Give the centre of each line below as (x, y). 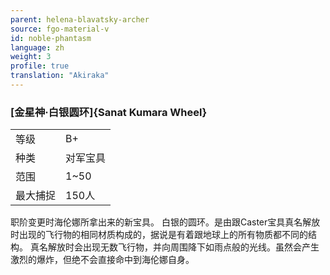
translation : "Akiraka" (60, 76)
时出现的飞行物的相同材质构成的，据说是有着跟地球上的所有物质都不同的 (159, 235)
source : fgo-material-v (60, 29)
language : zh (37, 47)
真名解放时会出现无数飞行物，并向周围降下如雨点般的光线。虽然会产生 (174, 247)
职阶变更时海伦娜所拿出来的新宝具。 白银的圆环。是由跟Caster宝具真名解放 (165, 222)
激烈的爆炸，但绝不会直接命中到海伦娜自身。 (102, 260)
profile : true (40, 66)
